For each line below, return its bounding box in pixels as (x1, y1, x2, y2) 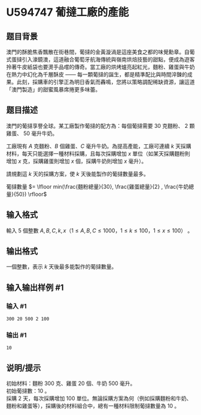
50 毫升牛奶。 (23, 130, 58, 137)
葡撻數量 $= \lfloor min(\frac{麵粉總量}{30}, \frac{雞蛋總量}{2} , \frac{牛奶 (6, 183, 189, 190)
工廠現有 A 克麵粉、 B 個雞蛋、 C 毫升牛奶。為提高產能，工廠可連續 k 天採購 (6, 142, 191, 150)
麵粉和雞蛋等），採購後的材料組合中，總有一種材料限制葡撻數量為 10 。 (6, 402, 180, 410)
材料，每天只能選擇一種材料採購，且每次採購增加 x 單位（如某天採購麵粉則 (6, 150, 190, 157)
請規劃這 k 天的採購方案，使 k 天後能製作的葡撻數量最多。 (6, 170, 150, 177)
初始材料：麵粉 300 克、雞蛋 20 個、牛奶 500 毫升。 (6, 380, 136, 387)
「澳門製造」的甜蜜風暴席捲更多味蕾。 (6, 86, 100, 93)
